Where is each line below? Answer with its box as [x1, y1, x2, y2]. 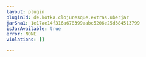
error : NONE [6, 31, 36, 37]
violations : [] [6, 37, 45, 43]
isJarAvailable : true [6, 25, 61, 32]
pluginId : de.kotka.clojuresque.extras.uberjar [6, 14, 130, 20]
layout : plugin [6, 8, 45, 15]
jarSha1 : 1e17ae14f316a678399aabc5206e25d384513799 [6, 20, 140, 26]
